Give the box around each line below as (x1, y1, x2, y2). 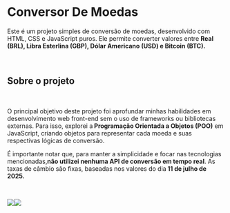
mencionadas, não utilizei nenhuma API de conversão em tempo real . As (7, 157, 215, 165)
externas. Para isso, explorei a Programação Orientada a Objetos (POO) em (7, 122, 224, 130)
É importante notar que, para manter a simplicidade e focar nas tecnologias (7, 149, 222, 158)
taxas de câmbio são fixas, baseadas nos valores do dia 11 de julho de (7, 164, 207, 173)
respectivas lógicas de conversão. (7, 136, 105, 145)
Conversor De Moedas (7, 4, 139, 20)
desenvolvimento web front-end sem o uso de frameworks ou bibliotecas (7, 114, 216, 122)
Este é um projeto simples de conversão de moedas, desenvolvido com (7, 27, 211, 35)
